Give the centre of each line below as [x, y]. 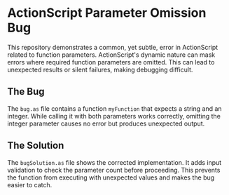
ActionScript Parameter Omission [107, 13]
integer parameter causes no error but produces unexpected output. [106, 123]
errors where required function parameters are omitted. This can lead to [111, 62]
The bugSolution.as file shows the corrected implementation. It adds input [114, 162]
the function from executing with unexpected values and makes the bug [111, 177]
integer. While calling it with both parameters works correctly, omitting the [114, 116]
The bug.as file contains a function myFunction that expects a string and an [114, 108]
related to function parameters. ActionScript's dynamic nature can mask [111, 55]
